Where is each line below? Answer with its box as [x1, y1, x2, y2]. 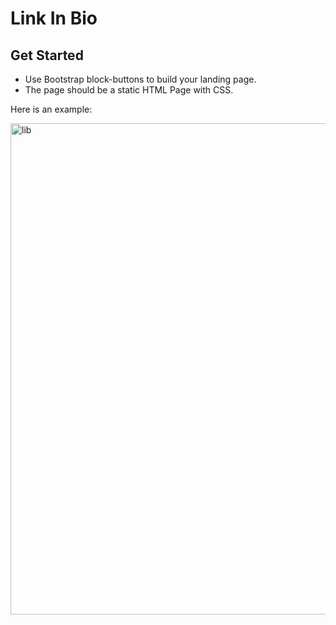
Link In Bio [10, 7, 98, 30]
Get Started [10, 47, 84, 64]
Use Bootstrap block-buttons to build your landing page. [24, 73, 257, 85]
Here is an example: [10, 103, 93, 115]
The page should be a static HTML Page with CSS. [24, 84, 234, 96]
